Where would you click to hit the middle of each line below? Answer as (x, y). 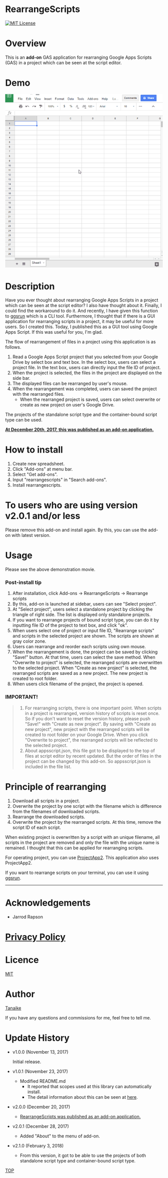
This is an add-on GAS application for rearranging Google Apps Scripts (78, 57)
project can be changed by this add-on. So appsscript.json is (88, 761)
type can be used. (24, 420)
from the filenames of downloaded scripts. (56, 811)
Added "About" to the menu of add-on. (60, 1136)
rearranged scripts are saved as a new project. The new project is (80, 673)
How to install (34, 450)
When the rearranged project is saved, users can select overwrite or (90, 399)
